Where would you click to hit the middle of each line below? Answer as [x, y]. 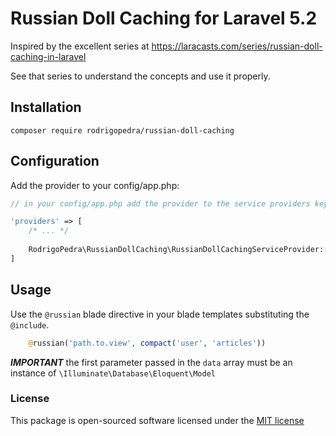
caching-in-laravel [48, 56]
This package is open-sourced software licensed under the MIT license [157, 420]
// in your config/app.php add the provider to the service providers [160, 203]
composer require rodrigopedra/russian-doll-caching [122, 130]
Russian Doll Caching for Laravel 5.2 [164, 18]
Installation [46, 107]
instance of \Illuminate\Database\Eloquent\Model [113, 373]
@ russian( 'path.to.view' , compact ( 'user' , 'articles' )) [147, 343]
